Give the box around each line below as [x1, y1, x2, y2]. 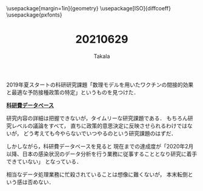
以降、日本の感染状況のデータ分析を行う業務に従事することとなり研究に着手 [6, 150, 198, 158]
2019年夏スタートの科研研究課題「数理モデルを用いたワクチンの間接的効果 [6, 81, 194, 88]
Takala [93, 52, 110, 60]
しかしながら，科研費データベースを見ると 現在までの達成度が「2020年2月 [6, 142, 194, 150]
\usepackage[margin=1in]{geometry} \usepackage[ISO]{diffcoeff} [6, 5, 171, 12]
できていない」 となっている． [6, 158, 82, 165]
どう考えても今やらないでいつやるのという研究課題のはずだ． [23, 130, 177, 137]
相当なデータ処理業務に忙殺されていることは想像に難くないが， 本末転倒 [6, 170, 188, 178]
